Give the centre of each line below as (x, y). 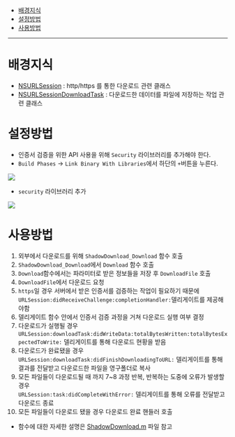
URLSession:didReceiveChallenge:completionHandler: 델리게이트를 (111, 299)
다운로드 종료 (36, 403)
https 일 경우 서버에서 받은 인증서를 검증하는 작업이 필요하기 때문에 (108, 290)
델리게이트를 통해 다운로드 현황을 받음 (115, 341)
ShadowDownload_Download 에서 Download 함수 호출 (86, 265)
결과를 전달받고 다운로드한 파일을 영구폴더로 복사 (84, 368)
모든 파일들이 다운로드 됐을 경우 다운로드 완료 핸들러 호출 (95, 411)
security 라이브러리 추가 (52, 191)
